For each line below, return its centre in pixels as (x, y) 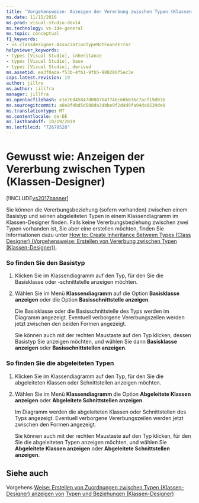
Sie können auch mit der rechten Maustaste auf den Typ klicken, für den (103, 435)
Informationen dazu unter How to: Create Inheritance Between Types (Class (99, 235)
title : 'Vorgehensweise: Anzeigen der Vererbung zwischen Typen (87, 12)
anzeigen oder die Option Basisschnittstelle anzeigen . (82, 300)
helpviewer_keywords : (33, 50)
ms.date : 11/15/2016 (32, 17)
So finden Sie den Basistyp (46, 262)
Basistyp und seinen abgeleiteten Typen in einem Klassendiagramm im (92, 216)
